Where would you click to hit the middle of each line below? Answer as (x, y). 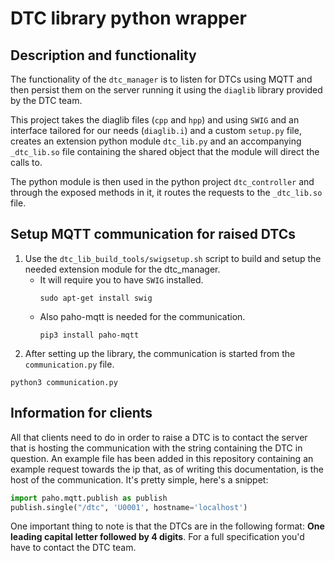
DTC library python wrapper (128, 18)
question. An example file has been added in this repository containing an (162, 458)
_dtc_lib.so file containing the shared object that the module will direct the (165, 151)
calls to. (26, 162)
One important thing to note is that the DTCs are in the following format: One (167, 526)
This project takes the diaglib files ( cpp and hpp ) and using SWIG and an (155, 120)
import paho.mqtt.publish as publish (89, 498)
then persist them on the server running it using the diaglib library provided (166, 90)
